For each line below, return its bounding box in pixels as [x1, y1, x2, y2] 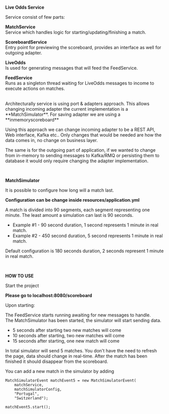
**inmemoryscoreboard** [5, 117, 59, 123]
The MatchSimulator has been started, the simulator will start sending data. [5, 317, 161, 323]
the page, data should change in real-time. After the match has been [5, 353, 148, 359]
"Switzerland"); [14, 396, 49, 401]
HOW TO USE [5, 273, 34, 279]
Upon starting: [5, 302, 35, 308]
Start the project [5, 283, 39, 289]
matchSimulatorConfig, [14, 387, 62, 392]
